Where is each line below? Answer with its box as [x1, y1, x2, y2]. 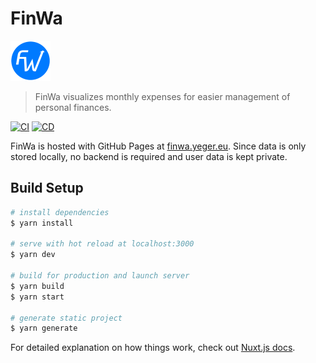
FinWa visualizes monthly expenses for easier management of [34, 90, 291, 102]
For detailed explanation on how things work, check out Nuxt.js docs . [10, 342, 296, 354]
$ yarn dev [10, 250, 56, 260]
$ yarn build [10, 281, 65, 291]
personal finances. [34, 101, 112, 113]
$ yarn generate [10, 323, 78, 334]
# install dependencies [10, 207, 110, 217]
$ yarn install [10, 218, 74, 228]
